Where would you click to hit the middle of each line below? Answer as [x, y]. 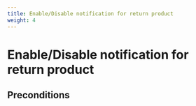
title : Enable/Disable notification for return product [90, 14]
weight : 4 [22, 20]
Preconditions [38, 95]
